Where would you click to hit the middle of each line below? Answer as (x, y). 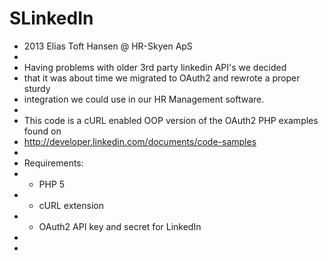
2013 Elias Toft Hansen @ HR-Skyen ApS (108, 46)
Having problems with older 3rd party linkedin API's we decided (155, 67)
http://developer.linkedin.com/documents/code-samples (140, 141)
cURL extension (71, 205)
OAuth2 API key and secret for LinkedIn (120, 226)
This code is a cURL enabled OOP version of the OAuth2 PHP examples (171, 120)
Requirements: (53, 163)
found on (42, 131)
